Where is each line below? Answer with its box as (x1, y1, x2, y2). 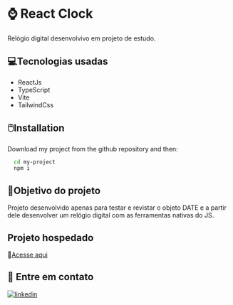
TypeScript (17, 85, 51, 94)
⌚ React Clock (7, 6, 93, 22)
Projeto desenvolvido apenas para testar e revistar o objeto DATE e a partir (7, 203, 227, 212)
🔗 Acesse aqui (7, 250, 48, 259)
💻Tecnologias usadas (7, 55, 108, 68)
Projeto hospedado (7, 232, 94, 244)
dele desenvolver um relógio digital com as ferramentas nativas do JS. (7, 211, 214, 220)
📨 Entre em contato (7, 271, 94, 283)
